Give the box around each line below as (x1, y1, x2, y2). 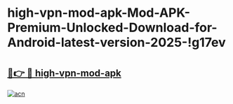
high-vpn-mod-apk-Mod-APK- (7, 5, 191, 21)
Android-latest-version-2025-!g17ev (7, 35, 226, 50)
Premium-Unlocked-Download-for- (7, 20, 218, 36)
